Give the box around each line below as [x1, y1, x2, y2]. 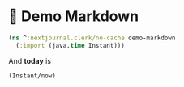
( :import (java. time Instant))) [15, 41, 126, 49]
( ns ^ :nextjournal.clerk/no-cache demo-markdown [8, 34, 176, 42]
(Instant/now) [8, 72, 57, 80]
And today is [8, 56, 51, 65]
